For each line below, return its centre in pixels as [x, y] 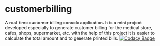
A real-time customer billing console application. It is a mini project [73, 23]
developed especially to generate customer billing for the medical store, [79, 27]
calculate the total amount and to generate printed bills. [62, 38]
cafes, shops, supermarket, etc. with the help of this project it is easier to [80, 33]
